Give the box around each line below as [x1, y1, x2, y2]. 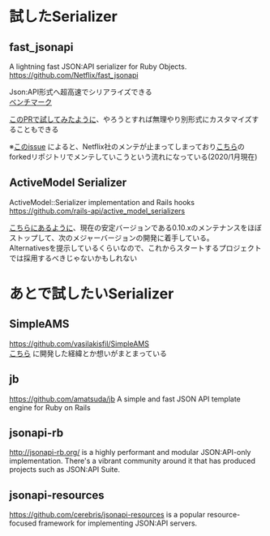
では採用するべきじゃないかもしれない [9, 253, 137, 263]
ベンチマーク [9, 97, 52, 106]
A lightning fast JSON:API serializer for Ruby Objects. [9, 62, 187, 71]
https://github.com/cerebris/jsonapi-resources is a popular [9, 510, 206, 520]
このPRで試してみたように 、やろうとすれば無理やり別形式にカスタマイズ [9, 114, 252, 124]
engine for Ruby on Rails [9, 402, 92, 412]
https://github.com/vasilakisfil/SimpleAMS [9, 338, 149, 349]
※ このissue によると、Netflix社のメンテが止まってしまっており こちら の [9, 142, 246, 151]
